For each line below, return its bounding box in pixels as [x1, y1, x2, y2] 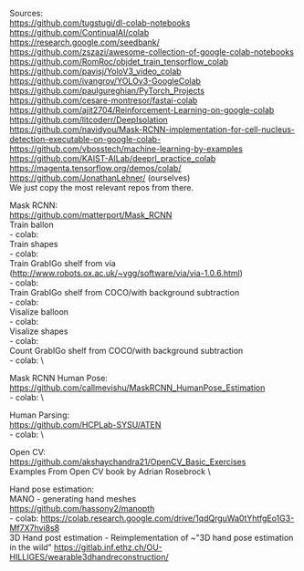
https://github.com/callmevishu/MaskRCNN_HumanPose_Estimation [9, 382, 266, 393]
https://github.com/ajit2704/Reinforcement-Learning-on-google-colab [9, 105, 275, 115]
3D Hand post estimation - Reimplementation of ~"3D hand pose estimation [9, 533, 294, 543]
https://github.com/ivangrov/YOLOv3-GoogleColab [9, 76, 201, 86]
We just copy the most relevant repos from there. [9, 182, 194, 192]
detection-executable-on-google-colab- [9, 134, 162, 144]
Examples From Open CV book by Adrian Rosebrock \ [9, 466, 212, 477]
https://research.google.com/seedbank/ [9, 36, 160, 47]
